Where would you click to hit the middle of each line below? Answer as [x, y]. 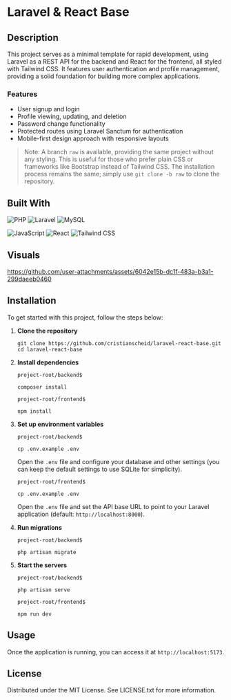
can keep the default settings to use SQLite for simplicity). [100, 469]
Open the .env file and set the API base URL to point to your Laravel [113, 506]
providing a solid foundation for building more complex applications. [104, 76]
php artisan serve [43, 590]
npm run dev [34, 614]
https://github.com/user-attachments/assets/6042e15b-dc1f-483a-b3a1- [110, 271]
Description [33, 38]
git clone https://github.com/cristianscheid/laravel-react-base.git [119, 343]
